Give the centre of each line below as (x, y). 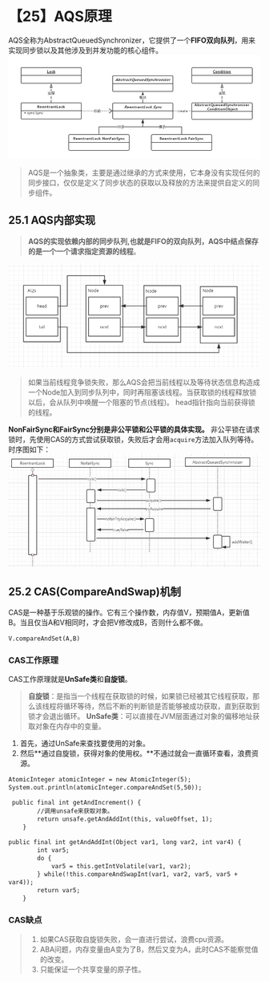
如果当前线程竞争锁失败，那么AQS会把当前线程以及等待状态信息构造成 (144, 383)
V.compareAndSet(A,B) (44, 639)
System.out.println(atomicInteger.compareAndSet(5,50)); (105, 788)
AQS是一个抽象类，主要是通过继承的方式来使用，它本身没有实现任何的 (144, 172)
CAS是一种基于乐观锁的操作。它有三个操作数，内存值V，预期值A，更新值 (129, 613)
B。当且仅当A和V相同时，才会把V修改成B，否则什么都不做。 (108, 623)
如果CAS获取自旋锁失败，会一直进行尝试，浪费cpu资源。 (134, 939)
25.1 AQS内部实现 (52, 220)
